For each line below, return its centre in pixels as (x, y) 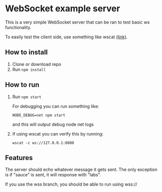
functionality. (18, 27)
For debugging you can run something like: (55, 106)
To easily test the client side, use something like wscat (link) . (66, 37)
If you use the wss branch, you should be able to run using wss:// (71, 184)
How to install (27, 52)
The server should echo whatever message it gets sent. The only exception (81, 169)
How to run (22, 85)
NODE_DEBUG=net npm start (39, 115)
